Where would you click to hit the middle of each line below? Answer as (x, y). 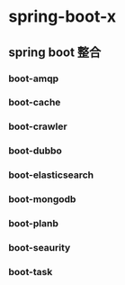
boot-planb (34, 224)
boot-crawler (38, 126)
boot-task (31, 271)
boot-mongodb (42, 199)
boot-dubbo (35, 151)
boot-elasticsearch (51, 175)
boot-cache (35, 103)
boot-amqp (34, 78)
